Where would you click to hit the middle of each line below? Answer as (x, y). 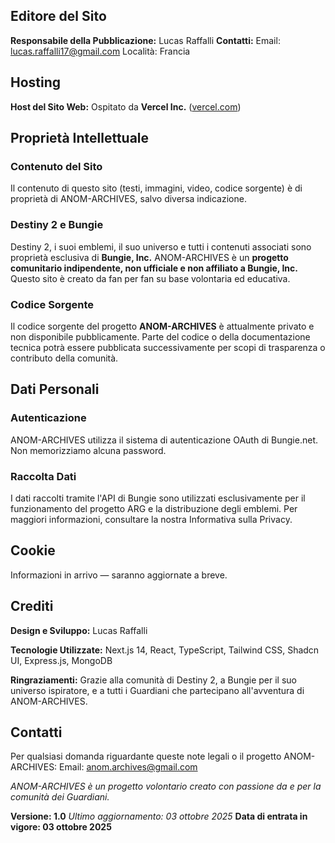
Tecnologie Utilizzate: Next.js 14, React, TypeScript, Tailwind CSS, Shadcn (165, 650)
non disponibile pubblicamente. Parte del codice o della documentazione (160, 336)
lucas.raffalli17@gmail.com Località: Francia (100, 51)
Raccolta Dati (43, 476)
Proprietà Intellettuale (80, 138)
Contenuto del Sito (56, 166)
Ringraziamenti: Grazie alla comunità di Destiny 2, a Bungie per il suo (153, 680)
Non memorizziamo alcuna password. (88, 450)
